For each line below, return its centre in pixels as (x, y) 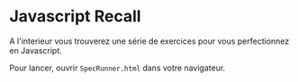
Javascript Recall (75, 16)
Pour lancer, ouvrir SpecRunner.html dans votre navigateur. (117, 68)
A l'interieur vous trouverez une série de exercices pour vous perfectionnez (149, 41)
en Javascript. (36, 50)
